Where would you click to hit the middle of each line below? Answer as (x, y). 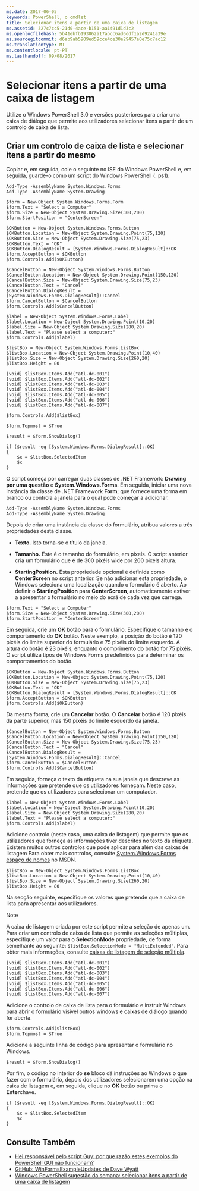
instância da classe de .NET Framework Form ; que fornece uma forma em (97, 491)
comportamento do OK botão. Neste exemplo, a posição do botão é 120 (94, 636)
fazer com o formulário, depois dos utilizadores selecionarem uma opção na (99, 1080)
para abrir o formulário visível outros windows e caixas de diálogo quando (97, 1011)
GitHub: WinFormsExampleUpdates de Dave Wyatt (77, 1169)
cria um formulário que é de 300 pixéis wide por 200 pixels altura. (96, 560)
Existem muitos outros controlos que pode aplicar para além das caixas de (97, 847)
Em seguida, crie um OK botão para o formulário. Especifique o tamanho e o (99, 630)
